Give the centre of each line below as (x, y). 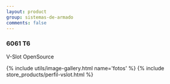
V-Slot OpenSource (30, 57)
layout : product (26, 12)
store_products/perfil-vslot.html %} (50, 74)
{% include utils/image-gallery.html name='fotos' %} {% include (85, 68)
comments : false (26, 23)
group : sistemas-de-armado (40, 17)
